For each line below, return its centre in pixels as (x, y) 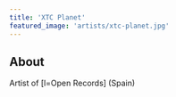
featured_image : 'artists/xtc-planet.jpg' (89, 26)
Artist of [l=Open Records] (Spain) (72, 83)
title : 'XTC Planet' (48, 17)
